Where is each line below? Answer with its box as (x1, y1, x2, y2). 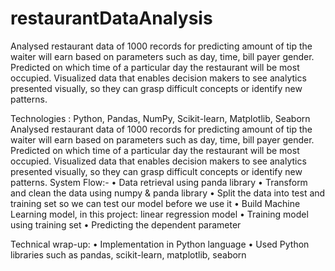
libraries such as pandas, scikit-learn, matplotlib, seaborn (10, 248, 247, 261)
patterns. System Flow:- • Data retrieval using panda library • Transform (10, 176, 308, 188)
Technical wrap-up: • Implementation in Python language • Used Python (10, 238, 310, 250)
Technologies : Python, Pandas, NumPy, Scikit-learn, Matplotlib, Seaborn (10, 112, 311, 124)
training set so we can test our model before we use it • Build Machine (10, 197, 301, 209)
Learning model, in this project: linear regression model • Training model (10, 208, 309, 220)
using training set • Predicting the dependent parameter (10, 218, 242, 231)
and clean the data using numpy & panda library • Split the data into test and (10, 187, 326, 199)
